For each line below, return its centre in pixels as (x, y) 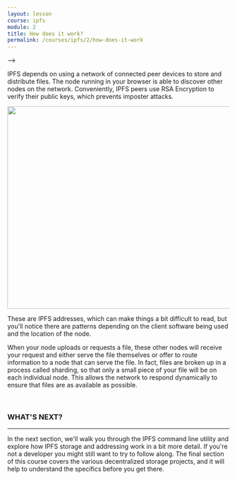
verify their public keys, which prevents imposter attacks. (91, 97)
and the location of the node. (49, 334)
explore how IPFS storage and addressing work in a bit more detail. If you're (117, 447)
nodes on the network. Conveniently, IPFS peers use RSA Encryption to (111, 89)
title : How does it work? (45, 34)
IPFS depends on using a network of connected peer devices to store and (115, 74)
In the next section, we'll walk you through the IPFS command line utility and (118, 439)
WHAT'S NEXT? (35, 417)
